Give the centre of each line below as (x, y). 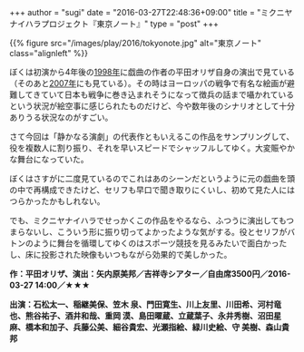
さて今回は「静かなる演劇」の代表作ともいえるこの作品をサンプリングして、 (152, 137)
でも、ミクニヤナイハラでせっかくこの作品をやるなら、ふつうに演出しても (148, 220)
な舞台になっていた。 (49, 159)
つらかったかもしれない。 (57, 201)
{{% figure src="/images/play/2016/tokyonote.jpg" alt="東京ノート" (135, 43)
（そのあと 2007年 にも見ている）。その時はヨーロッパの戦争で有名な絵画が (148, 83)
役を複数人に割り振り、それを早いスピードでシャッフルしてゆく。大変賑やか (152, 148)
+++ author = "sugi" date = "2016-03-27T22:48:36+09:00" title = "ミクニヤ (151, 12)
